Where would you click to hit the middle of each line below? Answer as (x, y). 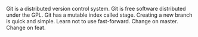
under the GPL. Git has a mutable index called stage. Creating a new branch (99, 15)
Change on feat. (26, 27)
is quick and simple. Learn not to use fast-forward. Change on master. (92, 21)
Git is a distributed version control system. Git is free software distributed (96, 9)
